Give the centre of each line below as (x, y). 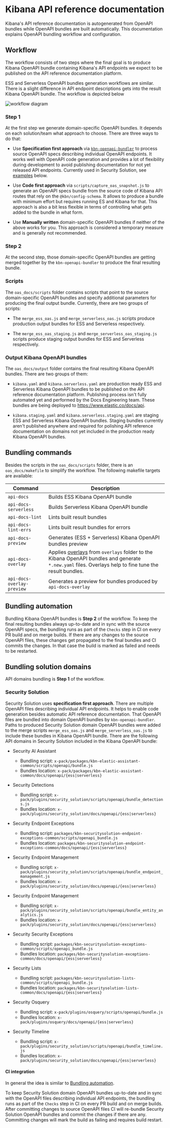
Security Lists (27, 968)
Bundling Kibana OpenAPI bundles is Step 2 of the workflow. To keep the (81, 619)
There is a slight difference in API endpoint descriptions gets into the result (83, 88)
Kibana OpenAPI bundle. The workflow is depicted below (65, 94)
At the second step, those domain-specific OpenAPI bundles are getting (80, 257)
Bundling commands (38, 453)
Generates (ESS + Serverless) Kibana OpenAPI (104, 537)
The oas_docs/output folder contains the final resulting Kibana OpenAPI (80, 368)
